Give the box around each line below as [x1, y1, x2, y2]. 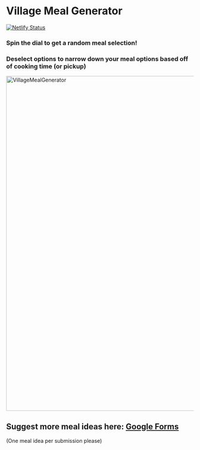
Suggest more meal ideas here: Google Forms [6, 421, 179, 432]
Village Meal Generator [6, 4, 123, 18]
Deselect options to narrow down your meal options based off [6, 55, 189, 63]
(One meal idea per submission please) [6, 437, 102, 444]
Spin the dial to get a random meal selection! [6, 39, 137, 47]
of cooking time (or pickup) [6, 62, 86, 70]
